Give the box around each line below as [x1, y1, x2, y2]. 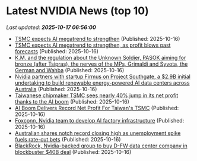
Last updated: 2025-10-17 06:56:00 [6, 24, 96, 31]
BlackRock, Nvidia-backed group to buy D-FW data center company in [14, 142, 188, 149]
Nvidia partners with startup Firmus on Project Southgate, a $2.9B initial [14, 73, 191, 80]
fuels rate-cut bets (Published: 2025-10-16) [14, 136, 121, 143]
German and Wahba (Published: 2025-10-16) [14, 66, 125, 73]
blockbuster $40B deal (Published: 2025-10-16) [14, 148, 132, 155]
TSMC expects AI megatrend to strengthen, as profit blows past [14, 41, 171, 49]
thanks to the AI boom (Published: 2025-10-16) [14, 98, 129, 105]
